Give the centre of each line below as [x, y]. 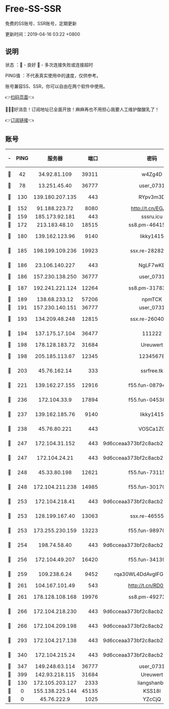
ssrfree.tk [152, 370]
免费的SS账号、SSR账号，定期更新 [41, 23]
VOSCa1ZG [152, 429]
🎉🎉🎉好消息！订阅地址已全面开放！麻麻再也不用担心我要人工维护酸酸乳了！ [82, 109]
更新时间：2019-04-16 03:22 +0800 [43, 34]
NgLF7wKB [152, 265]
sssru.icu [152, 216]
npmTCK [152, 299]
